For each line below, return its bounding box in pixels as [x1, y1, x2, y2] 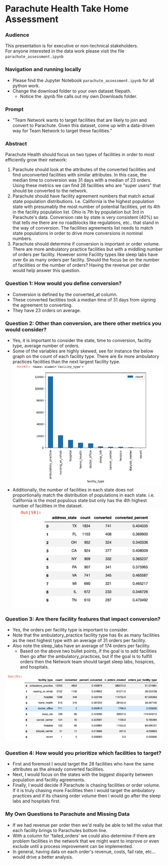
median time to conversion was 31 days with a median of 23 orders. [12, 177, 151, 183]
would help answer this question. [12, 267, 81, 273]
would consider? [5, 326, 46, 333]
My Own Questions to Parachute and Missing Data [5, 810, 130, 817]
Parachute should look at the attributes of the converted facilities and [12, 166, 155, 172]
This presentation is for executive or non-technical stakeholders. [5, 43, 138, 49]
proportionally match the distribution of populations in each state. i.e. [12, 492, 155, 498]
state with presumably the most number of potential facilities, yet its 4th [12, 203, 160, 210]
